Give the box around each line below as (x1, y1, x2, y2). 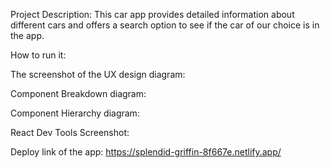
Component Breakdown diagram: (10, 88, 147, 99)
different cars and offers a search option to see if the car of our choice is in (10, 19, 320, 31)
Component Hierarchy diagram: (10, 107, 140, 119)
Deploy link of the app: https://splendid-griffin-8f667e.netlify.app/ (10, 146, 282, 158)
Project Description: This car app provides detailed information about (10, 9, 295, 20)
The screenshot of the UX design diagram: (10, 69, 186, 80)
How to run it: (10, 49, 67, 61)
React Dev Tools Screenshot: (10, 127, 130, 138)
